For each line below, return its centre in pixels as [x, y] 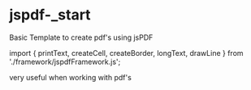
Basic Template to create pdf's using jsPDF [81, 37]
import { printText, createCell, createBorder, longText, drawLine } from [126, 53]
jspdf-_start [50, 15]
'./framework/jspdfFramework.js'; [65, 62]
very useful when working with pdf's [71, 77]
